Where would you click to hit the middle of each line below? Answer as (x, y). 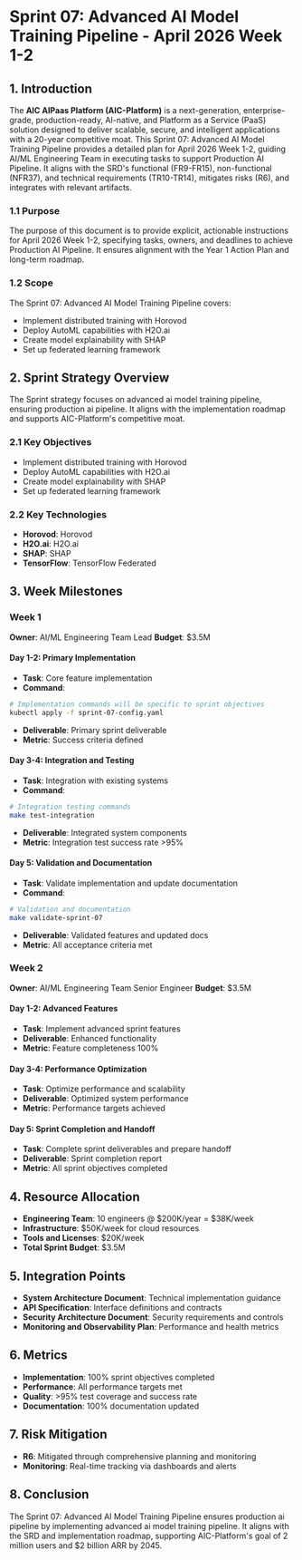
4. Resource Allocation (75, 1197)
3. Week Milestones (66, 591)
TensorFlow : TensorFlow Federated (89, 563)
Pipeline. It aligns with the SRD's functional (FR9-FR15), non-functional (141, 168)
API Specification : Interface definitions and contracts (122, 1308)
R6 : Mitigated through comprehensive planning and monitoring (139, 1456)
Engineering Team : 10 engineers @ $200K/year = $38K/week (138, 1219)
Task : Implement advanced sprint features (101, 1029)
